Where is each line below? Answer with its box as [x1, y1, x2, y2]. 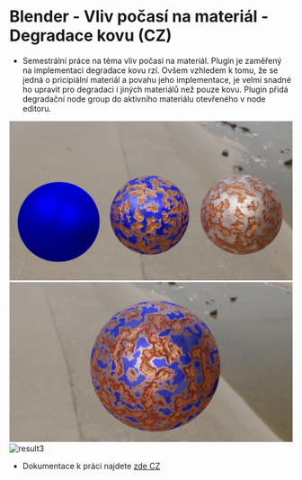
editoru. [22, 103, 52, 113]
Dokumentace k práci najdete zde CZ [22, 460, 161, 471]
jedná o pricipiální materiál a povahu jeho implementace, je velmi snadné [22, 74, 292, 85]
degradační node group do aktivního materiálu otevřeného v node [22, 93, 267, 104]
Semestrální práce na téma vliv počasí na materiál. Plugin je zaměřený [22, 55, 282, 66]
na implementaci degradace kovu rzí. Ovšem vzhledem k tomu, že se [22, 65, 279, 76]
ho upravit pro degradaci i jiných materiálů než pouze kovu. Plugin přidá [22, 84, 289, 95]
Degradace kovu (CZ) [9, 25, 173, 46]
